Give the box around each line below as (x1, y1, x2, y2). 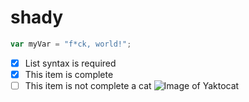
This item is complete (24, 68, 114, 80)
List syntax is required (24, 57, 117, 69)
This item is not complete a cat (24, 79, 152, 91)
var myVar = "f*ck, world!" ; (10, 39, 132, 49)
